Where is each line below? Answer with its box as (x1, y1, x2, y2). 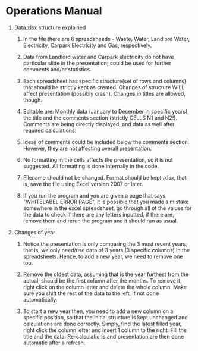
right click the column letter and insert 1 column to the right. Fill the (23, 326, 187, 334)
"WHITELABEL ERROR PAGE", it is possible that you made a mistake (23, 198, 189, 205)
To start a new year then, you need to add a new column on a (23, 308, 174, 315)
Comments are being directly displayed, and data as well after (23, 120, 175, 127)
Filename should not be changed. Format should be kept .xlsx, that (23, 174, 187, 181)
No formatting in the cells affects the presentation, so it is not (23, 156, 173, 163)
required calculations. (23, 127, 77, 134)
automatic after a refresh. (23, 339, 86, 346)
